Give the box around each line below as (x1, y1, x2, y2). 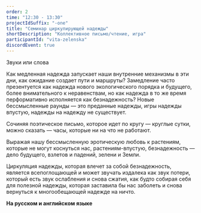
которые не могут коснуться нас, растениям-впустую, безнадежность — (6, 145, 195, 152)
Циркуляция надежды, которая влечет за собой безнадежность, (6, 163, 172, 170)
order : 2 (6, 8, 28, 15)
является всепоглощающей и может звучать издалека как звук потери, (6, 169, 191, 176)
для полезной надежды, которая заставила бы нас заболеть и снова (6, 181, 182, 189)
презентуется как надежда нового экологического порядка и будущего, (6, 83, 192, 90)
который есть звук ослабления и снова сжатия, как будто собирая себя (6, 175, 191, 182)
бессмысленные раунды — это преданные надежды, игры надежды (6, 102, 182, 109)
